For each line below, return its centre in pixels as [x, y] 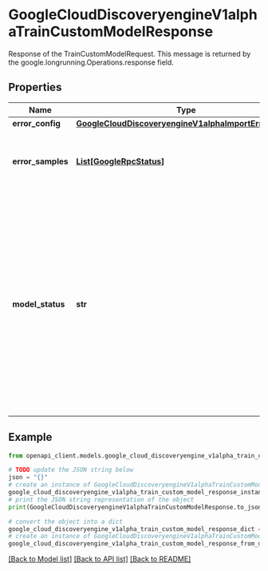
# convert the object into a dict [66, 521]
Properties [35, 87]
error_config [37, 123]
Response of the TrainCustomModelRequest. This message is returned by [130, 54]
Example [30, 437]
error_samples [40, 161]
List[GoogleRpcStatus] [120, 161]
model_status [39, 303]
